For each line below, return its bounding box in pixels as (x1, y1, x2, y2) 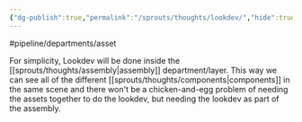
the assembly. (9, 102, 61, 113)
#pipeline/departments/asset (9, 38, 117, 48)
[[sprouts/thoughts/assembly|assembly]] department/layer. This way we (9, 65, 278, 75)
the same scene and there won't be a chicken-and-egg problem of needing (9, 83, 289, 94)
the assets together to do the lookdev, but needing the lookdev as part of (9, 93, 280, 104)
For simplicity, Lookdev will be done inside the (9, 55, 181, 65)
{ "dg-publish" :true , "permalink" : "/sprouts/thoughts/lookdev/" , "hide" (9, 13, 276, 22)
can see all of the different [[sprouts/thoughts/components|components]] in (9, 74, 290, 85)
